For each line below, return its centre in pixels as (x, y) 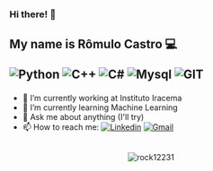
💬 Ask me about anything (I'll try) (83, 117)
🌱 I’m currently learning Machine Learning (100, 107)
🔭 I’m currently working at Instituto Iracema (102, 98)
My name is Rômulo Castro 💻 (93, 44)
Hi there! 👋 (33, 14)
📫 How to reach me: (61, 127)
